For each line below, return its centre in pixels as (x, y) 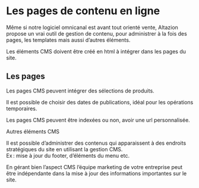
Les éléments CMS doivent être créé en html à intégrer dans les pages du (96, 51)
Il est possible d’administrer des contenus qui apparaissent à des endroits (96, 143)
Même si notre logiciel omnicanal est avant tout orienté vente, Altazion (92, 27)
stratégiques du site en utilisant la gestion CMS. (64, 149)
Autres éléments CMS (33, 131)
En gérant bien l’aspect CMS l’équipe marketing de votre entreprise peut (94, 167)
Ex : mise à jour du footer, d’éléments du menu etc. (68, 155)
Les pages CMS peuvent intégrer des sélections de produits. (80, 91)
